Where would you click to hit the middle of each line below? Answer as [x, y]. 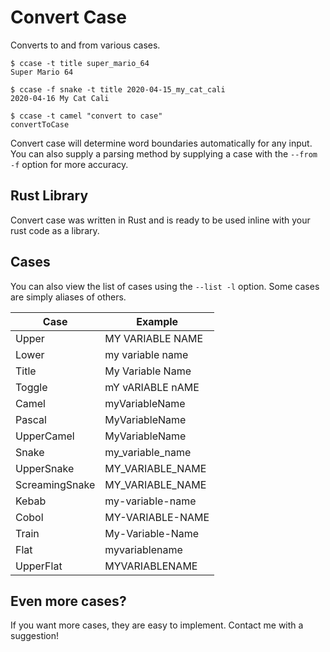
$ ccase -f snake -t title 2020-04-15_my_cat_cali [118, 89]
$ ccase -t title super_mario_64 [80, 63]
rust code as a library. [55, 230]
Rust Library [49, 196]
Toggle [31, 387]
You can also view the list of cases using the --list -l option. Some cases [165, 286]
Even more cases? [68, 601]
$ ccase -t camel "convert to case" [86, 116]
